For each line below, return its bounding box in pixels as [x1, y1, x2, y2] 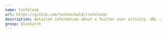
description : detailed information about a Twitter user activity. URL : [5, 16, 162, 21]
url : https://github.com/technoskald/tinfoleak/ [5, 12, 108, 17]
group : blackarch [5, 21, 41, 26]
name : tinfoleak [5, 7, 39, 12]
